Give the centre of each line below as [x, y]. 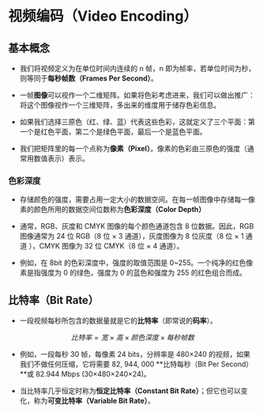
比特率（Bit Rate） [54, 300]
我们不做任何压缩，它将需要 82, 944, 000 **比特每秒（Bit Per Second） [136, 364]
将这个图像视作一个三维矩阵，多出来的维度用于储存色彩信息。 [120, 105]
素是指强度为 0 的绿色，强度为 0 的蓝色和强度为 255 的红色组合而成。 [133, 273]
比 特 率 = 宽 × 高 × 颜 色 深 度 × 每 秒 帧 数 [133, 338]
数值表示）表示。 [61, 158]
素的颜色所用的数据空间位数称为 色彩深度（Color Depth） [113, 210]
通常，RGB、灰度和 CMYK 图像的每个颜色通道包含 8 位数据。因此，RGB [137, 226]
